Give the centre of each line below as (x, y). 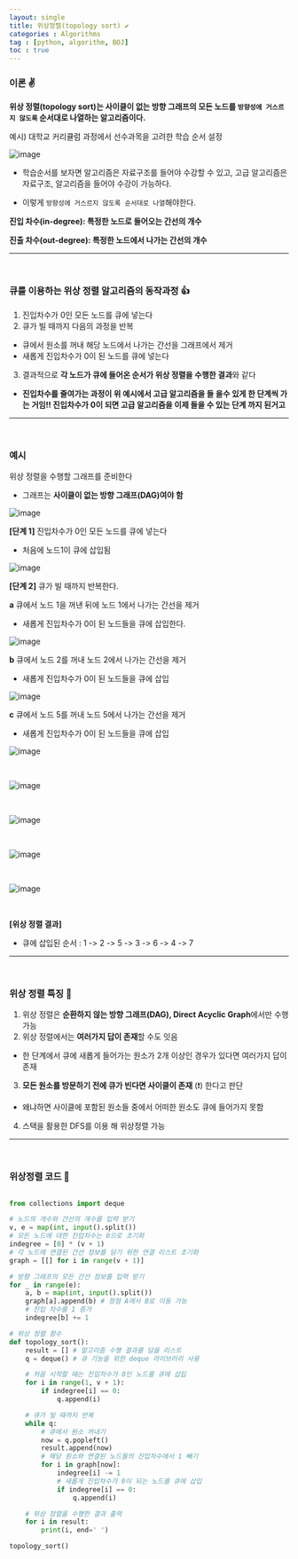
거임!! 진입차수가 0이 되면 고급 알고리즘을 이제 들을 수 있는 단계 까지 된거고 (158, 404)
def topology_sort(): (49, 1342)
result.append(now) (77, 1448)
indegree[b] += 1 (57, 1318)
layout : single (37, 17)
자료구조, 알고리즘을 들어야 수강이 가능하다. (97, 184)
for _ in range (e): (45, 1285)
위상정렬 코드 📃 (39, 1177)
